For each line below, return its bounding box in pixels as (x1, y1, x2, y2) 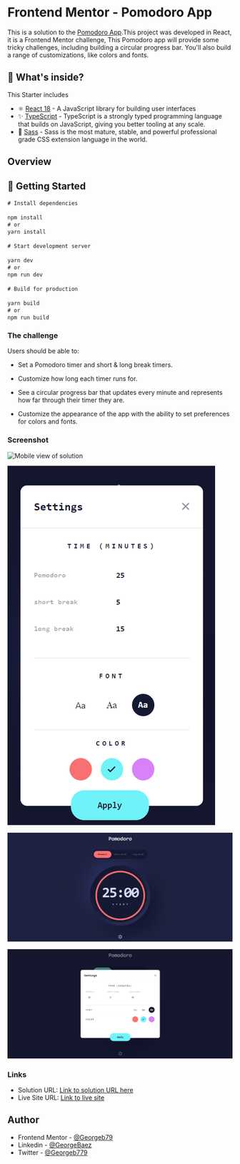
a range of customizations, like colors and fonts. (7, 51, 149, 59)
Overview (7, 156, 52, 168)
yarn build (7, 299, 40, 307)
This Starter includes (7, 90, 69, 99)
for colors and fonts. (17, 417, 78, 426)
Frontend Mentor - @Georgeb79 (17, 1133, 113, 1141)
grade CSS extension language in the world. (17, 135, 148, 144)
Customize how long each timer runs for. (17, 374, 138, 383)
